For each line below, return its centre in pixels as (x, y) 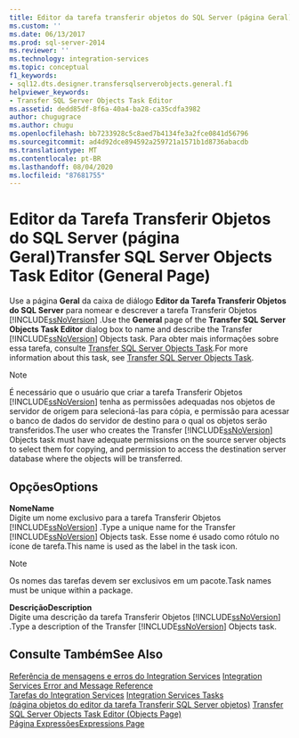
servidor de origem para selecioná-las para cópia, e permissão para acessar (149, 411)
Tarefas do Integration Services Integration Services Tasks (117, 695)
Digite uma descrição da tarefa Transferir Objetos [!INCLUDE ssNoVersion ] (145, 617)
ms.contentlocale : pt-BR (55, 158)
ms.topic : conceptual (49, 68)
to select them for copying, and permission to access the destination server (148, 449)
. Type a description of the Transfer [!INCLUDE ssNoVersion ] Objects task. (143, 626)
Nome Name (32, 508)
